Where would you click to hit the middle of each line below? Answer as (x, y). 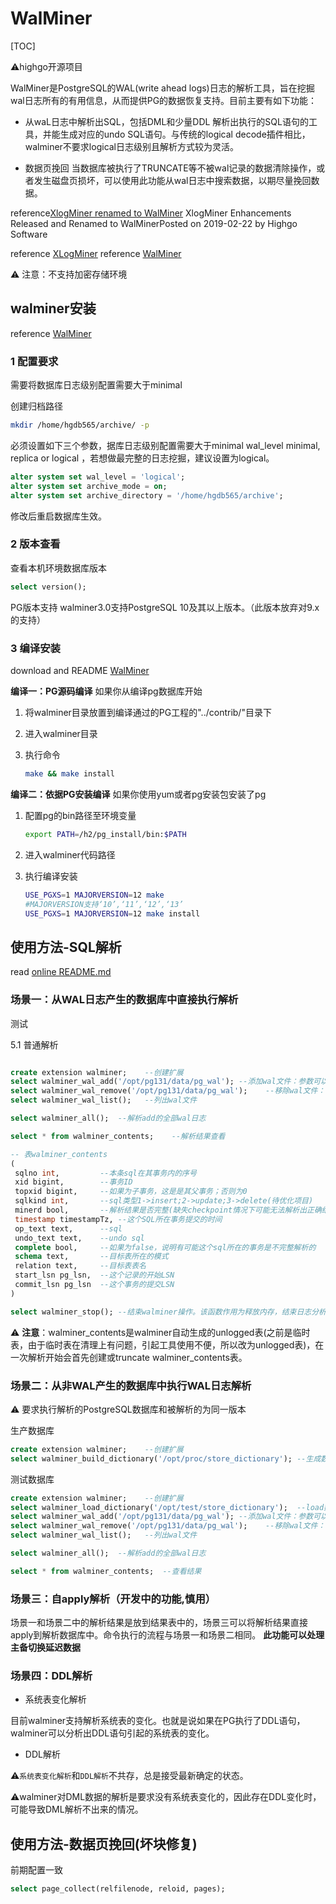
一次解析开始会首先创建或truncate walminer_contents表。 (129, 1357)
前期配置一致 (36, 1870)
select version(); (48, 587)
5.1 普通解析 (34, 1044)
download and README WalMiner (80, 671)
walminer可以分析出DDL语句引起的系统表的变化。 (112, 1733)
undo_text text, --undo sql (79, 1238)
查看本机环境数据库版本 (58, 568)
